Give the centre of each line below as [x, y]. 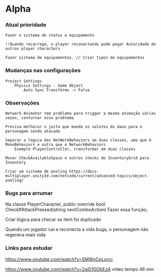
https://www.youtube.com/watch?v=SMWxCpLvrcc [59, 259]
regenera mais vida [25, 235]
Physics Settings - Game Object [49, 85]
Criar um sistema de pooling [36, 171]
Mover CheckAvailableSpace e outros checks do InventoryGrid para [77, 158]
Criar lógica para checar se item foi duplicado [53, 219]
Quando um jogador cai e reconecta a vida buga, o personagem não [77, 230]
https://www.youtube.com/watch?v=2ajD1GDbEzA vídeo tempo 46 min [80, 269]
